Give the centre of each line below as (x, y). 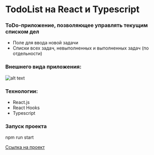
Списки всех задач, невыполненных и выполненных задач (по (81, 48)
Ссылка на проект (25, 147)
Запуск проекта (26, 126)
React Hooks (26, 108)
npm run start (20, 137)
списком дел (22, 32)
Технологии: (22, 91)
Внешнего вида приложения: (43, 67)
